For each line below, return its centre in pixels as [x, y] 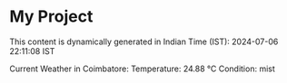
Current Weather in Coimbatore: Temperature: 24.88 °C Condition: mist [142, 69]
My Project [51, 17]
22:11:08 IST [32, 51]
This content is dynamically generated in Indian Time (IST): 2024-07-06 [144, 41]
